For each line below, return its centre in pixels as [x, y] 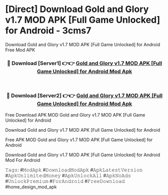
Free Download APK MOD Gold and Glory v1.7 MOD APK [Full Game [75, 115]
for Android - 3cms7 [48, 31]
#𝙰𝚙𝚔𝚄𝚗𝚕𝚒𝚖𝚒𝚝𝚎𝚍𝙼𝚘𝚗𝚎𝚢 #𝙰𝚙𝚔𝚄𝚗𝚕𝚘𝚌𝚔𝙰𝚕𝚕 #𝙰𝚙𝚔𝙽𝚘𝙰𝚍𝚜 [68, 175]
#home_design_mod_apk [31, 186]
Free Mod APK [20, 50]
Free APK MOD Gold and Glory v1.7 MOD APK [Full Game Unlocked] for [79, 140]
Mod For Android [23, 160]
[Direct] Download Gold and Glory [77, 9]
